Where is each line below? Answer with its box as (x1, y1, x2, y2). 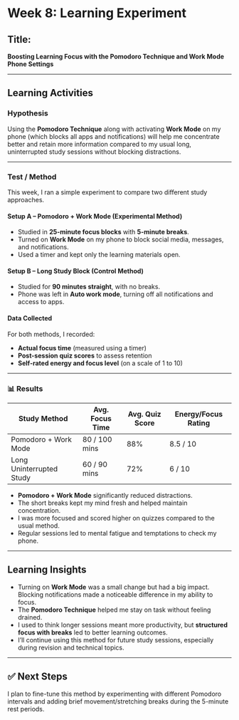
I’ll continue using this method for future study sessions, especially (17, 635, 214, 644)
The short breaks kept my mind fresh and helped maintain (17, 499, 188, 507)
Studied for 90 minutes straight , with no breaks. (17, 283, 161, 291)
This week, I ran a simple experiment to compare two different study (7, 187, 208, 197)
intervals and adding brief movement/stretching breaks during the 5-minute (7, 696, 229, 706)
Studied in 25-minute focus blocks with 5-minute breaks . (17, 228, 190, 236)
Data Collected (7, 313, 53, 322)
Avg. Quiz (127, 409, 161, 419)
